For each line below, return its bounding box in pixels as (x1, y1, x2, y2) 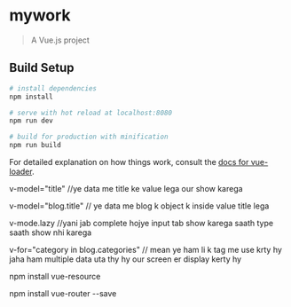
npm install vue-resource (9, 272, 101, 281)
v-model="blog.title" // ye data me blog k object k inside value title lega (9, 201, 270, 211)
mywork (9, 5, 71, 26)
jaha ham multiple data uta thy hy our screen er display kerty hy (9, 254, 242, 264)
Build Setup (9, 60, 75, 75)
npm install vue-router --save (9, 288, 117, 298)
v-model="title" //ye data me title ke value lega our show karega (9, 184, 243, 193)
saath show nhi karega (9, 227, 92, 238)
